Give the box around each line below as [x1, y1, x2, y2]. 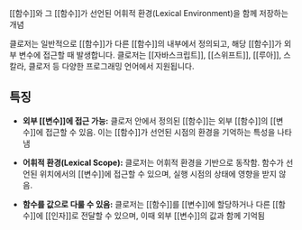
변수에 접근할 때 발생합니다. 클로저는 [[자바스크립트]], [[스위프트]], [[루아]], [18, 50, 282, 60]
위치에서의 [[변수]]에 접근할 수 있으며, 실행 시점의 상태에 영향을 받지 [39, 168, 278, 179]
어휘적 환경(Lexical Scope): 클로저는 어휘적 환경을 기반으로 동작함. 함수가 [22, 157, 284, 168]
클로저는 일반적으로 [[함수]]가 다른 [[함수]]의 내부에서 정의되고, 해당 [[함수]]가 [9, 39, 282, 49]
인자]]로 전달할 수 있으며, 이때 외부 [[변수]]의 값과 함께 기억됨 [50, 210, 266, 221]
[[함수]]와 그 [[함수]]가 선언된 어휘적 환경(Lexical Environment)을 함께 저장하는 [9, 8, 288, 18]
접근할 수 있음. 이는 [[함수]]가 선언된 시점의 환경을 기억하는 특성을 [44, 126, 276, 137]
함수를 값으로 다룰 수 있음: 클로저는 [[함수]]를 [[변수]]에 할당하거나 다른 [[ [22, 198, 279, 209]
